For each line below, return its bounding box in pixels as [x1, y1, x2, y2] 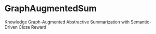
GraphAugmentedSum [4, 3, 97, 14]
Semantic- [130, 19, 152, 25]
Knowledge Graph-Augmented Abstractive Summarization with [4, 19, 130, 25]
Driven [4, 24, 18, 30]
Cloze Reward [18, 24, 46, 30]
